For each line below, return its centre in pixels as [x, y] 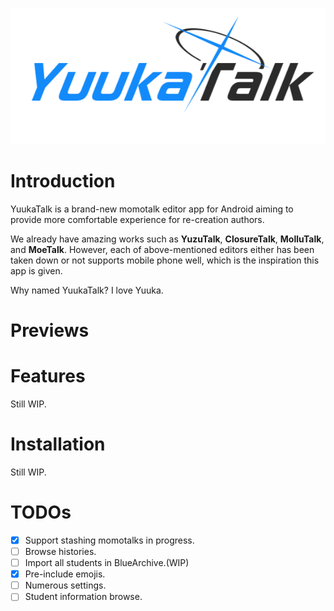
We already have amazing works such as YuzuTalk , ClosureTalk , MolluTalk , [167, 239]
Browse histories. [60, 551]
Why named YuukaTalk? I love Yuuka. [87, 290]
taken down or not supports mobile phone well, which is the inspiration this [165, 260]
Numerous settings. [65, 585]
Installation [58, 444]
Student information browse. [83, 597]
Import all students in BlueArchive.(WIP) [107, 563]
